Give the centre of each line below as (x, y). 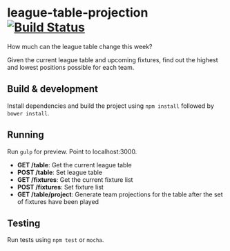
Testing (24, 223)
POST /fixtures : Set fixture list (60, 187)
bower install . (28, 113)
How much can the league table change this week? (80, 46)
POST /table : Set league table (59, 172)
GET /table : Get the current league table (75, 165)
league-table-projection (78, 13)
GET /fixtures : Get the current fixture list (75, 179)
